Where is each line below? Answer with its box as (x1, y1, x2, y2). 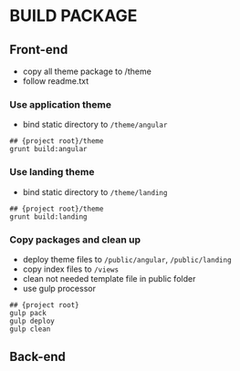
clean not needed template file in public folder (22, 273, 196, 283)
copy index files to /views (22, 263, 120, 274)
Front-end (9, 42, 68, 57)
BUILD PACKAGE (9, 5, 138, 26)
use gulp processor (22, 283, 96, 294)
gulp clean (9, 325, 51, 334)
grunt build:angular (9, 145, 89, 154)
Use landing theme (9, 166, 95, 179)
